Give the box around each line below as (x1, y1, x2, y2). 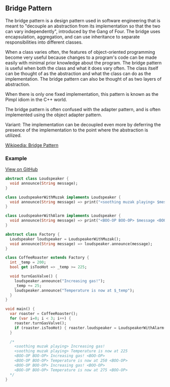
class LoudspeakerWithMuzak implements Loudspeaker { (5, 195, 121, 200)
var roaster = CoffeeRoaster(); (10, 311, 78, 316)
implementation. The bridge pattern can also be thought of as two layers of (5, 76, 162, 82)
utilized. (5, 132, 22, 138)
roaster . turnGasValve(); (14, 321, 67, 326)
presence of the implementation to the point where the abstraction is (5, 127, 148, 133)
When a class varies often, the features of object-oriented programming (5, 49, 155, 55)
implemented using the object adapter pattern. (5, 112, 102, 118)
